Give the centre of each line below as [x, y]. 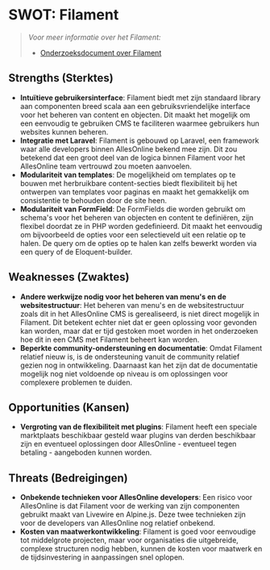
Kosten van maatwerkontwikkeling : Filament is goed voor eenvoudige [138, 532]
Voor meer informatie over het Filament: [94, 37]
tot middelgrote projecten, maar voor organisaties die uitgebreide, [129, 540]
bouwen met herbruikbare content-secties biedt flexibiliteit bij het [129, 183]
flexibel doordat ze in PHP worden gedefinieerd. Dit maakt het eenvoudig [141, 226]
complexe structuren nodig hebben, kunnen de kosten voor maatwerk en [141, 549]
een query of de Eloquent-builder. [76, 252]
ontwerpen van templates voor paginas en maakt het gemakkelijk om [135, 192]
